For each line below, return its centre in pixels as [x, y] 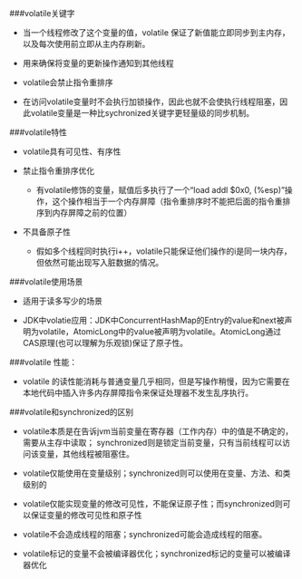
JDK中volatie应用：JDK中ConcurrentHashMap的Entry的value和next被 [153, 320]
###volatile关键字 [42, 13]
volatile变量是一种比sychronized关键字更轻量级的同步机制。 [142, 113]
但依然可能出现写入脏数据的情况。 [100, 262]
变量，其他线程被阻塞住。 [86, 454]
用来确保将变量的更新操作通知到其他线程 [98, 63]
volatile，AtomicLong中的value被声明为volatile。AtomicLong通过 [160, 332]
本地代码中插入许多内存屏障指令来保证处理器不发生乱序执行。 [138, 393]
